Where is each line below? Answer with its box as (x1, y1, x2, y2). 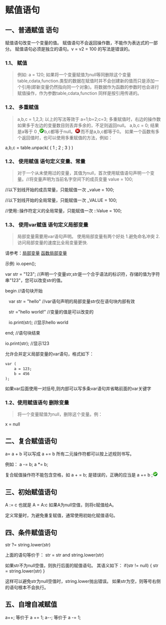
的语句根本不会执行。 (5, 584, 48, 590)
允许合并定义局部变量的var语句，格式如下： (5, 351, 94, 357)
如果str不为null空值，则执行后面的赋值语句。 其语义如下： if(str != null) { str (5, 562, 159, 568)
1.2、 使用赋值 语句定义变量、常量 (5, 158, 85, 165)
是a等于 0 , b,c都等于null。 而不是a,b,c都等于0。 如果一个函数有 (17, 128, 156, 134)
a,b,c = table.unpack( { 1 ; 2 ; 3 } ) (5, 144, 74, 150)
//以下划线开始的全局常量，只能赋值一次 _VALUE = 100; (5, 197, 118, 203)
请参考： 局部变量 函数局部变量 (5, 250, 67, 256)
